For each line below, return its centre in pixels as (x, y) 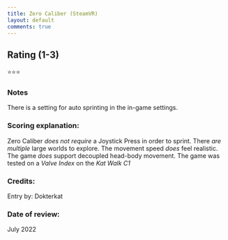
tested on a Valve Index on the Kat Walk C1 (69, 163)
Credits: (21, 181)
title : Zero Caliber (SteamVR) (53, 14)
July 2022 (22, 230)
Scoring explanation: (43, 126)
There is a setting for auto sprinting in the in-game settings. (92, 108)
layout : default (31, 20)
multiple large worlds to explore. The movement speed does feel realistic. (113, 148)
